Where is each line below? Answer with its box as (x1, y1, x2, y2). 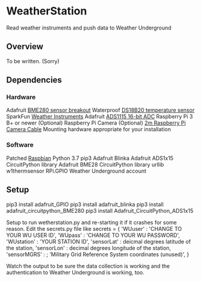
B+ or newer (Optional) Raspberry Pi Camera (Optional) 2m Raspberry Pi (6, 119, 186, 127)
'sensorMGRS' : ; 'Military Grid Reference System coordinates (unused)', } (6, 251, 190, 258)
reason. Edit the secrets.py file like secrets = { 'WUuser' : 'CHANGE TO (6, 225, 182, 232)
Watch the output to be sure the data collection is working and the (6, 262, 170, 269)
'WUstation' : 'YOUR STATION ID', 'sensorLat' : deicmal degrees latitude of (6, 238, 191, 245)
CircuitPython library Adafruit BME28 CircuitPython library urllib (6, 161, 164, 168)
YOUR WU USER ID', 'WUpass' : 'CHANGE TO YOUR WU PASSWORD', (6, 231, 181, 239)
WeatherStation (6, 4, 87, 18)
